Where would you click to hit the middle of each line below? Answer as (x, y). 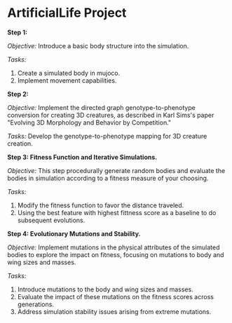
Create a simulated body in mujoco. (69, 73)
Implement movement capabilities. (67, 80)
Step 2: (18, 94)
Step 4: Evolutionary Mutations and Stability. (74, 233)
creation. (20, 143)
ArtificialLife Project (67, 13)
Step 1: (18, 32)
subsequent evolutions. (51, 220)
